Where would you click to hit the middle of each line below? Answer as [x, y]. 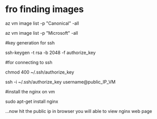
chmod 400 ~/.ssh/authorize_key [40, 72]
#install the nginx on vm [30, 91]
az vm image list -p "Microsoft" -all [42, 33]
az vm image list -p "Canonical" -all [42, 23]
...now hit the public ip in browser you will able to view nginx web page [79, 111]
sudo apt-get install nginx [32, 101]
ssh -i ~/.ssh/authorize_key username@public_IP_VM [61, 82]
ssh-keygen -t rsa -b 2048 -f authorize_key [50, 52]
